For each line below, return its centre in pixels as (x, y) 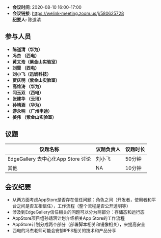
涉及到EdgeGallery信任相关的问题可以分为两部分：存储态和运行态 (78, 212)
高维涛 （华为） (28, 86)
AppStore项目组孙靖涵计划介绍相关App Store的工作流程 (68, 218)
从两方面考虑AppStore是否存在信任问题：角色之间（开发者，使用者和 (82, 200)
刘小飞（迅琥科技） (32, 74)
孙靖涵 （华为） (28, 104)
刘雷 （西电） (26, 68)
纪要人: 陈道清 (27, 19)
